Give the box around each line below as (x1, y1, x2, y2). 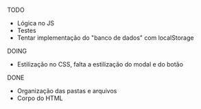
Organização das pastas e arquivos (16, 87, 117, 95)
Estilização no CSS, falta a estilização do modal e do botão (16, 60, 184, 68)
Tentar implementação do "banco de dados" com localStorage (16, 34, 194, 42)
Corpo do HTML (16, 94, 63, 102)
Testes (16, 27, 36, 34)
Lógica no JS (16, 19, 55, 27)
